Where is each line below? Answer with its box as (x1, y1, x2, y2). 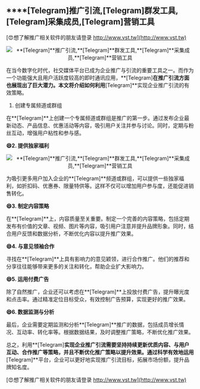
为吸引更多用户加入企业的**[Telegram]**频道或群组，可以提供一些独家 (6, 175, 179, 182)
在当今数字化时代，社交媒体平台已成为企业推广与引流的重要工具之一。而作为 (6, 66, 194, 73)
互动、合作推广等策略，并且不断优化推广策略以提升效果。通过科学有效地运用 (6, 348, 194, 356)
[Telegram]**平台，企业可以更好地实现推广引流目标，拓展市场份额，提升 (6, 356, 185, 363)
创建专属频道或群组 (14, 101, 62, 109)
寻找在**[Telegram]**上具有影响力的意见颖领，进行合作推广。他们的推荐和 (6, 255, 189, 263)
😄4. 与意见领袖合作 (6, 242, 55, 249)
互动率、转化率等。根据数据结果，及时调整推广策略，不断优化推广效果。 (16, 328, 194, 335)
